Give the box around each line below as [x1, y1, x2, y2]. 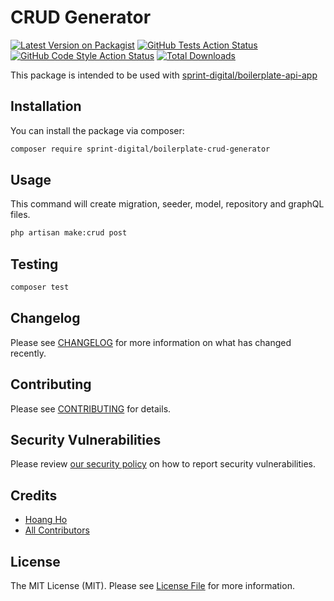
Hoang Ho [24, 514, 68, 526]
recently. [10, 347, 47, 359]
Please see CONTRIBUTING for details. [10, 402, 172, 415]
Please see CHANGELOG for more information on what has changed [10, 336, 292, 348]
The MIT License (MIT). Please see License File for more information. [10, 580, 295, 592]
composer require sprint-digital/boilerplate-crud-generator [10, 144, 271, 154]
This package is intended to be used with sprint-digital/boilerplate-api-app [10, 69, 318, 81]
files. [10, 209, 31, 221]
